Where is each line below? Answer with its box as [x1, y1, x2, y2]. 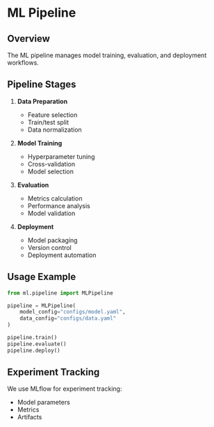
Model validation [27, 209, 76, 217]
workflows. [7, 59, 40, 67]
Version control [27, 243, 72, 251]
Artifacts [17, 413, 42, 421]
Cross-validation [27, 160, 75, 168]
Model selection [27, 167, 74, 176]
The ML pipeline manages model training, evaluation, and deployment [7, 51, 207, 59]
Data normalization [27, 125, 82, 134]
